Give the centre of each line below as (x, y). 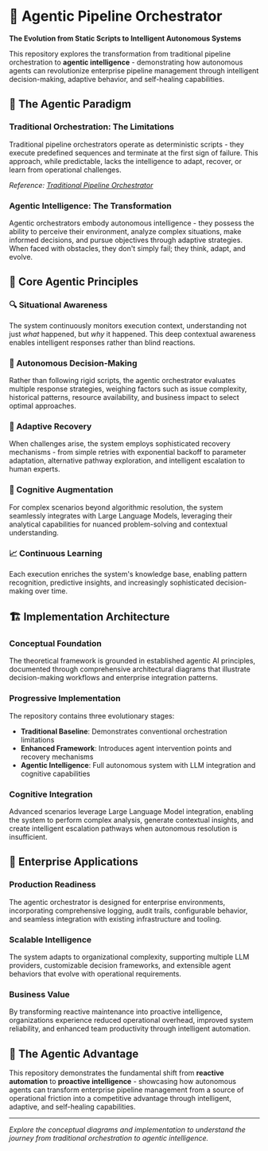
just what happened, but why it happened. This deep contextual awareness (132, 334)
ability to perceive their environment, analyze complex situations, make (125, 231)
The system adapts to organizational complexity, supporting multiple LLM (129, 957)
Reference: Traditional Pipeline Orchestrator (81, 185)
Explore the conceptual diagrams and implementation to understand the (127, 1129)
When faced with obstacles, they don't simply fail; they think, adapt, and (127, 248)
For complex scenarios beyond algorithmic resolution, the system (116, 507)
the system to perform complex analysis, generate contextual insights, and (131, 820)
